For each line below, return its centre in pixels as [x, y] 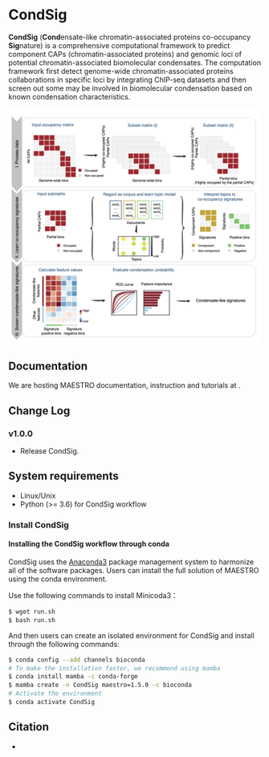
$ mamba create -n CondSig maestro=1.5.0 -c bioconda [100, 685]
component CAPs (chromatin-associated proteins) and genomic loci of [125, 54]
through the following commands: [64, 644]
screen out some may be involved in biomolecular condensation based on [130, 88]
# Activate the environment [55, 694]
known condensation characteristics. [69, 96]
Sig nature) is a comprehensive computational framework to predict [119, 45]
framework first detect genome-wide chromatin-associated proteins [121, 71]
